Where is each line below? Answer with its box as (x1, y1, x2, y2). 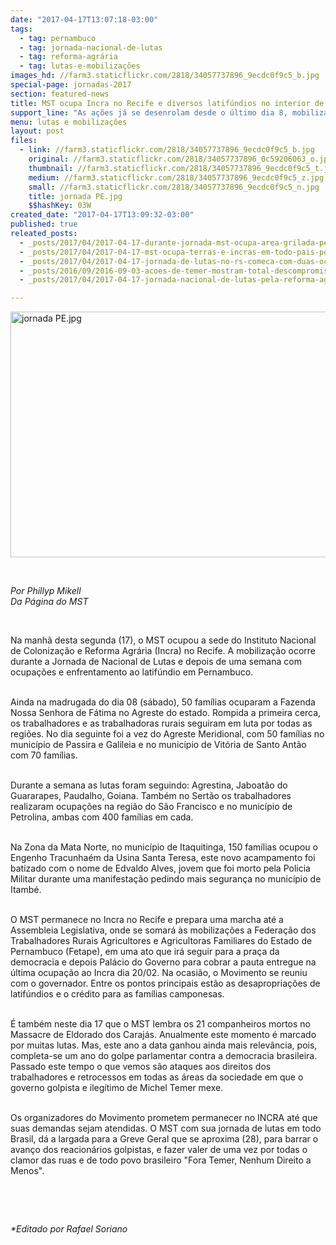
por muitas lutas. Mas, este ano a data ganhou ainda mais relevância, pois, (10, 1039, 318, 1051)
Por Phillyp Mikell (10, 585, 82, 597)
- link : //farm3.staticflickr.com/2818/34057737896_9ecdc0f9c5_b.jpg (19, 145, 315, 155)
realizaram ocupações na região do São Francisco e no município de (10, 801, 293, 813)
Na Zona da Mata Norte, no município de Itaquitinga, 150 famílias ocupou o (10, 841, 318, 853)
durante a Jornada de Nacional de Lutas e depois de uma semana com (10, 656, 302, 668)
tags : (10, 24, 33, 34)
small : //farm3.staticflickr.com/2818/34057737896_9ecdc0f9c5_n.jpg (28, 182, 320, 192)
